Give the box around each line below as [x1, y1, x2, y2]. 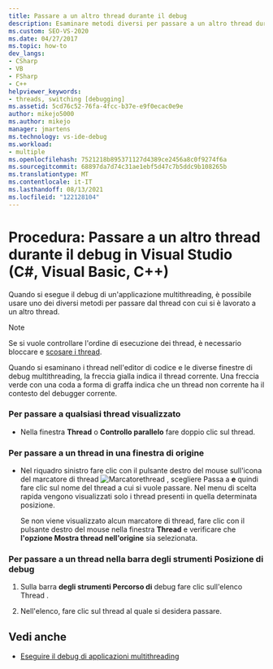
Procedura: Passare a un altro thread [8, 228, 261, 246]
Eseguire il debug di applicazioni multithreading [19, 651, 180, 662]
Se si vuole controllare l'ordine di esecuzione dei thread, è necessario [8, 338, 242, 347]
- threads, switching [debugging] [8, 95, 126, 103]
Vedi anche [8, 630, 67, 644]
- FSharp [8, 72, 38, 80]
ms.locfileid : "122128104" [8, 192, 100, 201]
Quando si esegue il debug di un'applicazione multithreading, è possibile [8, 289, 252, 299]
